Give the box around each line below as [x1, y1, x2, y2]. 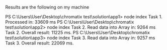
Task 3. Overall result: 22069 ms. [5, 40, 74, 46]
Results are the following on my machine [5, 4, 90, 10]
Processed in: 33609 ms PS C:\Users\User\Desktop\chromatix [5, 19, 134, 25]
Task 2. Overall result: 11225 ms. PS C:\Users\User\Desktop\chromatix [5, 30, 150, 35]
